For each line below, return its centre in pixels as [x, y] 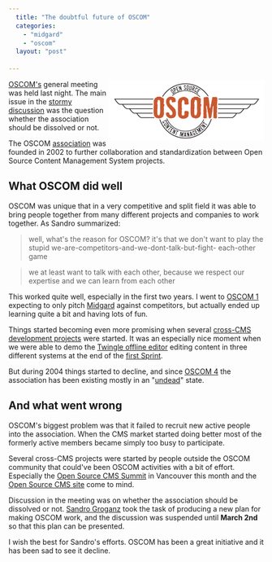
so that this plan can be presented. [67, 526]
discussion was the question [56, 110]
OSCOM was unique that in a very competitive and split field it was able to [132, 206]
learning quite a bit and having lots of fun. [78, 314]
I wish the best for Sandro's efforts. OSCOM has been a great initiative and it [136, 542]
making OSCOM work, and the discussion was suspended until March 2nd [133, 517]
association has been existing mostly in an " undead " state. [106, 380]
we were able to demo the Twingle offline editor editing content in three [128, 347]
